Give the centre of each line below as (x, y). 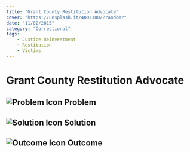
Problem (80, 102)
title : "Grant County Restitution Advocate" (62, 12)
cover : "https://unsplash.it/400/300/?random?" (67, 17)
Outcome (85, 143)
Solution (80, 122)
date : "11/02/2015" (30, 23)
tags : (13, 34)
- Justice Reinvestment (47, 39)
